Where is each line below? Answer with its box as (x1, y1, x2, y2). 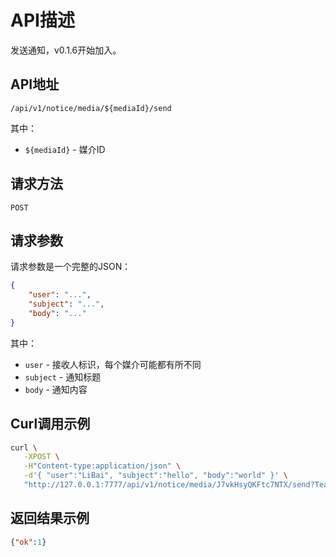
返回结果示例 (10, 510, 90, 527)
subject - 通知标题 (24, 371, 102, 383)
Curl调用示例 (10, 416, 91, 433)
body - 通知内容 (24, 383, 88, 395)
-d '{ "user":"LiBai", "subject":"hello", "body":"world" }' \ (23, 471, 288, 481)
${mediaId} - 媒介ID (24, 143, 106, 155)
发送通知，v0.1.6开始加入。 (10, 44, 122, 56)
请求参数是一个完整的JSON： (10, 261, 132, 273)
